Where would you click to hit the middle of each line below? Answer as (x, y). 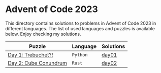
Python (80, 55)
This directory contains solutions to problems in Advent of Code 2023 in (81, 23)
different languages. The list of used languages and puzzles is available (80, 28)
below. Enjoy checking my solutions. (43, 34)
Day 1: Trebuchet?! (30, 55)
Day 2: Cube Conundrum (38, 63)
